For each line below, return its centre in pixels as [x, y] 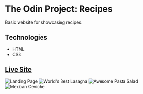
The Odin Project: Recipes [59, 9]
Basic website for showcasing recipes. [44, 22]
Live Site [18, 70]
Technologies [26, 38]
